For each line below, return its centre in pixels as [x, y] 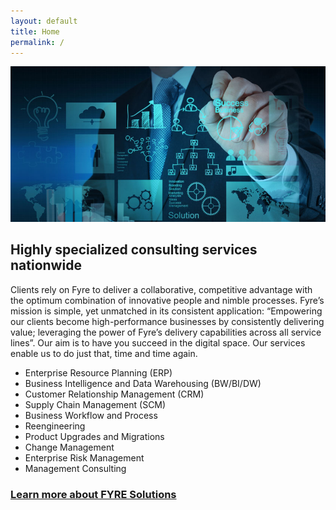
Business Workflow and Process [91, 415]
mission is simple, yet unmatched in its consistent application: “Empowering [166, 311]
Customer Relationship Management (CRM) [114, 394]
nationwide [46, 265]
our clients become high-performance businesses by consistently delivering [167, 321]
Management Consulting [75, 468]
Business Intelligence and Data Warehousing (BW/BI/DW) [143, 383]
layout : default [44, 21]
